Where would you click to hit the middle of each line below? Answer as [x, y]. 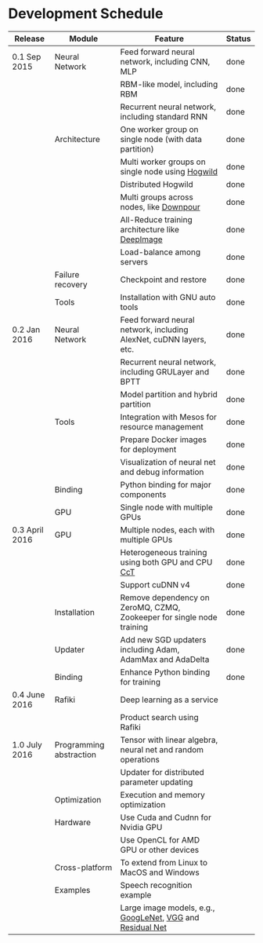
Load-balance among [160, 252]
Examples [72, 890]
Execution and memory [163, 795]
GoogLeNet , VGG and [160, 917]
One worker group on [159, 129]
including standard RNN [164, 116]
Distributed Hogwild [157, 184]
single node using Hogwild [169, 171]
